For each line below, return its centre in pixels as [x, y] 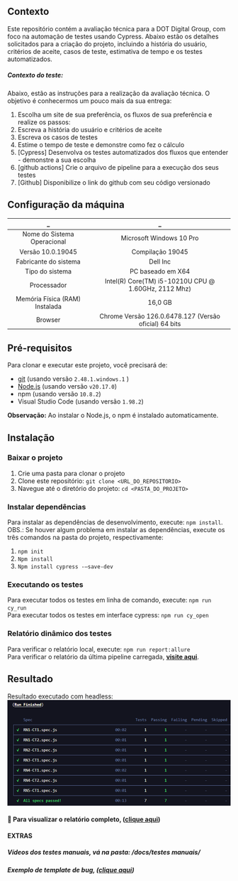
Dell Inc [160, 261]
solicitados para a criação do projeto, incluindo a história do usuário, [107, 44]
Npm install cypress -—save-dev [65, 567]
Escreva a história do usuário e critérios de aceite [90, 129]
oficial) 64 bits [160, 323]
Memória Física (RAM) [49, 298]
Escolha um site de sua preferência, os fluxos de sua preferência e [115, 114]
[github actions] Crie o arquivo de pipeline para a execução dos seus [118, 167]
